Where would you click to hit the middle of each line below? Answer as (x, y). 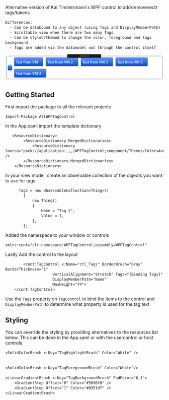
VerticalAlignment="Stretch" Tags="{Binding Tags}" (108, 275)
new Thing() (45, 201)
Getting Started (30, 95)
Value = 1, (53, 216)
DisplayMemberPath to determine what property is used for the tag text (77, 304)
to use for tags (20, 181)
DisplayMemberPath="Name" (80, 280)
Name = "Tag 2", (58, 211)
